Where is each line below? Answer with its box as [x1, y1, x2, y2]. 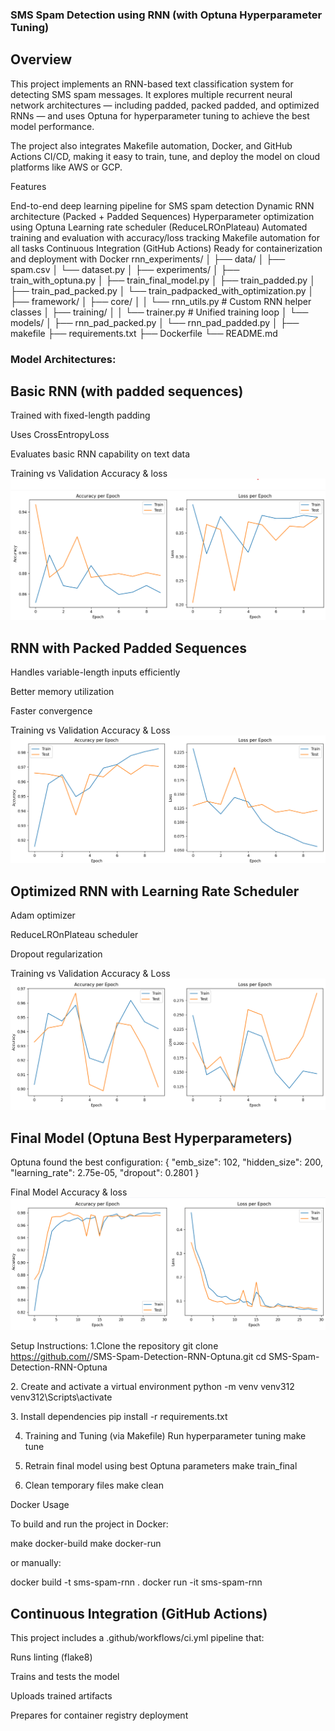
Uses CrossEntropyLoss [10, 429, 110, 441]
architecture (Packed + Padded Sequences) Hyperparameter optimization [10, 210, 315, 222]
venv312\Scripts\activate [10, 1391, 113, 1403]
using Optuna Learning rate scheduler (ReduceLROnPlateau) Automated [10, 221, 308, 233]
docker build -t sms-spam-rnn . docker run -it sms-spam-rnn [10, 1576, 263, 1588]
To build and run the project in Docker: [10, 1518, 169, 1530]
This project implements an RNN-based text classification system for [10, 78, 294, 90]
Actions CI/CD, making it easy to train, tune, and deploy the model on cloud [10, 150, 321, 162]
